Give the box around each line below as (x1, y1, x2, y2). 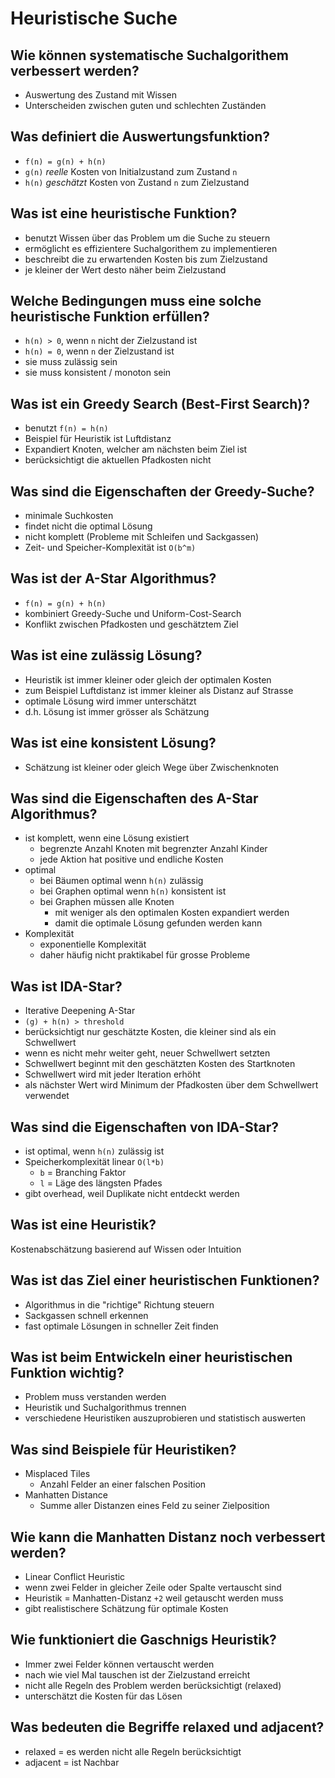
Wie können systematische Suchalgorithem (10, 47, 289, 64)
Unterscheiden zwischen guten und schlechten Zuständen (24, 100, 267, 111)
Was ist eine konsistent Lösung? (10, 735, 217, 752)
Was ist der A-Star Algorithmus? (10, 570, 217, 587)
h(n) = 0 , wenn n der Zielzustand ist (24, 345, 175, 357)
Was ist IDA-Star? (10, 978, 123, 995)
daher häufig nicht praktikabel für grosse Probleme (39, 949, 251, 961)
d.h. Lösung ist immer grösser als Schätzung (24, 705, 210, 717)
